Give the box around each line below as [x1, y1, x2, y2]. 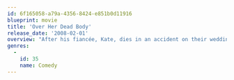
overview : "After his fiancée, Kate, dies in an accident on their [7, 36, 208, 43]
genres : [7, 42, 30, 49]
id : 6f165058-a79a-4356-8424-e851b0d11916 [7, 10, 132, 17]
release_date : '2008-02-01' [7, 29, 89, 37]
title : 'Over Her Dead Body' [7, 23, 92, 30]
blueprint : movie [7, 17, 58, 24]
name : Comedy [19, 62, 58, 69]
